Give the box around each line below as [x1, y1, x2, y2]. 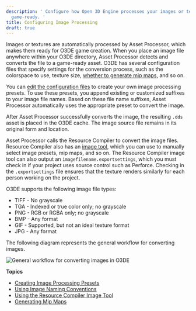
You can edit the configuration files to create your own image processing [6, 83, 181, 91]
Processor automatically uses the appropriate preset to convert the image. [6, 102, 185, 109]
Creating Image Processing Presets [14, 279, 100, 286]
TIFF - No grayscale [14, 197, 63, 204]
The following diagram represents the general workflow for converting [6, 239, 175, 246]
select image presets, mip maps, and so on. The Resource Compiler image [6, 150, 185, 157]
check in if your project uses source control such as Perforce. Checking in [6, 162, 185, 169]
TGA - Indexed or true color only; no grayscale [14, 203, 127, 210]
